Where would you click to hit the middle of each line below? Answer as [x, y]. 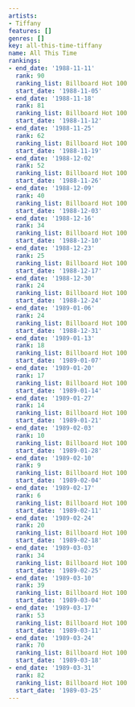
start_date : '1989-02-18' [59, 541]
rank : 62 [30, 135]
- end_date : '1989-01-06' [51, 308]
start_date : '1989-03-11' [59, 630]
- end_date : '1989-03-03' [51, 548]
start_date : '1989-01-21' [59, 421]
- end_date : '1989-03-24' [51, 638]
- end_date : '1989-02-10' [51, 458]
